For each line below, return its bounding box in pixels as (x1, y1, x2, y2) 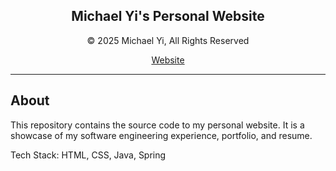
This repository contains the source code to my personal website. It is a (10, 119, 305, 131)
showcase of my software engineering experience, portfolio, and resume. (10, 129, 313, 141)
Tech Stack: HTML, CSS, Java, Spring (10, 149, 167, 161)
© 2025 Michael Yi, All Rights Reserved (86, 34, 250, 46)
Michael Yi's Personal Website (71, 8, 265, 25)
